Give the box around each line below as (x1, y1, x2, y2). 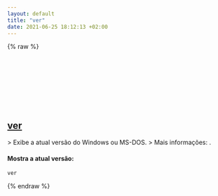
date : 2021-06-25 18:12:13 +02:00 (7, 23, 109, 30)
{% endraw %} (7, 182, 50, 190)
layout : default (7, 10, 55, 17)
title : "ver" (7, 17, 46, 24)
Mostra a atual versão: (7, 154, 74, 162)
